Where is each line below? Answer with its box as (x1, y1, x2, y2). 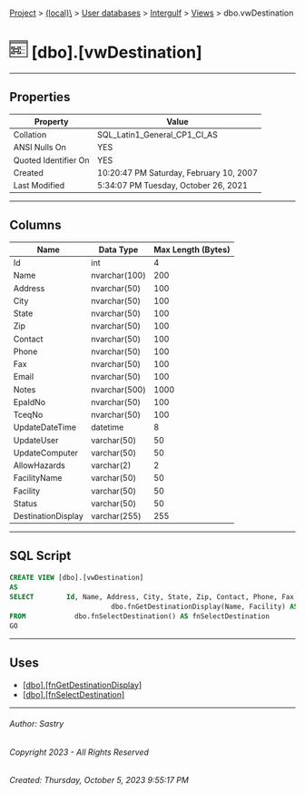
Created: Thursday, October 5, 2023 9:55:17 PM (9, 775, 189, 786)
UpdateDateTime (13, 422, 77, 433)
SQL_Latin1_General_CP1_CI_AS (96, 129, 218, 140)
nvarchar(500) (90, 383, 147, 395)
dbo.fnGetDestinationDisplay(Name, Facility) (110, 602, 286, 612)
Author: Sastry (9, 718, 64, 729)
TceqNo (13, 410, 44, 421)
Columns (9, 217, 62, 232)
